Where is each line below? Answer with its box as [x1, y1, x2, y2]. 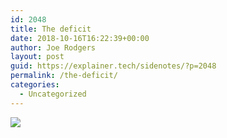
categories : [10, 80, 60, 90]
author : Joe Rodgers [10, 42, 97, 53]
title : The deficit [10, 24, 92, 34]
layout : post [10, 52, 65, 62]
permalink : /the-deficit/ [10, 71, 118, 81]
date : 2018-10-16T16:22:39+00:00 [10, 33, 150, 43]
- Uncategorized [19, 89, 87, 99]
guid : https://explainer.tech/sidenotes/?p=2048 [10, 61, 217, 71]
